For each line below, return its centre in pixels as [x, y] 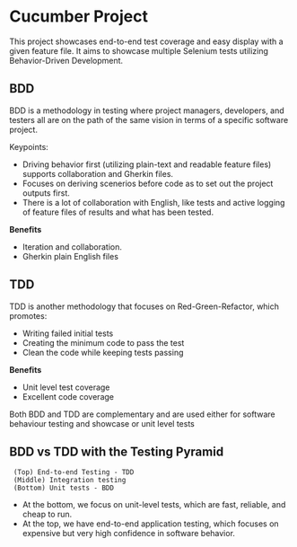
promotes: [28, 315]
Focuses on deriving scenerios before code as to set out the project [148, 183]
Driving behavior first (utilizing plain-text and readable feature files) [147, 164]
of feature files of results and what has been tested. [118, 212]
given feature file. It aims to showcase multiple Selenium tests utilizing [139, 50]
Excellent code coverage [68, 396]
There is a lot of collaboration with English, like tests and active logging [153, 202]
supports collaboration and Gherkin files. [97, 173]
